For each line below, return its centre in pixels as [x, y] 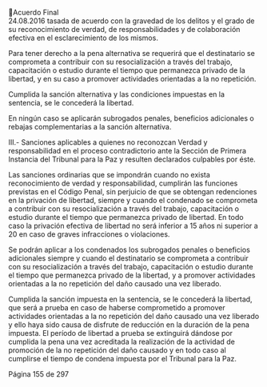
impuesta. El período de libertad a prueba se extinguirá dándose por [121, 333]
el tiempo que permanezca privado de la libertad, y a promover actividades [132, 275]
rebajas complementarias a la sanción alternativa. [90, 127]
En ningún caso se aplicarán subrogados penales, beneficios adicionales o [131, 118]
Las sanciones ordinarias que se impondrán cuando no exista [109, 175]
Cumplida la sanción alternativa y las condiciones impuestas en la [117, 94]
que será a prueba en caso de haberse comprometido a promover [117, 307]
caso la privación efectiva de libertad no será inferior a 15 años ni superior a [133, 225]
